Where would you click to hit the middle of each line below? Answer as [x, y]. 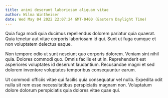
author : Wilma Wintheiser [32, 15]
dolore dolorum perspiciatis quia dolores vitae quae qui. [63, 90]
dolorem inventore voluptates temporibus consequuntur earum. [71, 70]
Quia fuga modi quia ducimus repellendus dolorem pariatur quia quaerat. [80, 34]
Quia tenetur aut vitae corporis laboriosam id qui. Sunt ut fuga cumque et [81, 39]
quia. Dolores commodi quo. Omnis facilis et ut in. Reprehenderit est [76, 59]
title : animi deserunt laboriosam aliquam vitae [57, 10]
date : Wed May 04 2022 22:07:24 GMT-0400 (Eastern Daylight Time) [76, 19]
